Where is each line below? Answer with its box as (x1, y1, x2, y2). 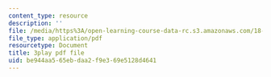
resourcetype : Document (8, 42, 89, 50)
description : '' (8, 19, 63, 27)
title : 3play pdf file (8, 49, 85, 57)
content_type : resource (8, 11, 89, 20)
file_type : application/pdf (8, 34, 103, 43)
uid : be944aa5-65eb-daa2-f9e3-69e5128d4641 (8, 57, 157, 65)
